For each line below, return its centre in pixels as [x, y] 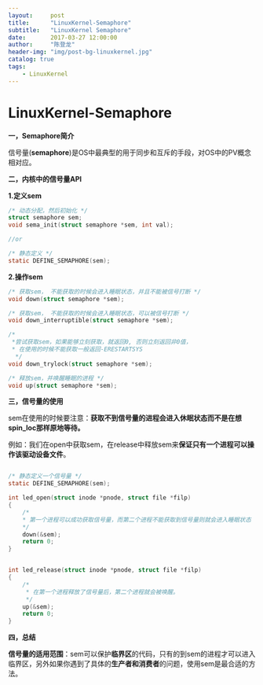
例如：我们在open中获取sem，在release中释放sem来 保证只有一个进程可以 [128, 444]
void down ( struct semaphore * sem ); [66, 299]
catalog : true [31, 60]
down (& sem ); [42, 534]
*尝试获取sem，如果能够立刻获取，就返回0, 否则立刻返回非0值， [102, 342]
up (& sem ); [38, 606]
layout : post [37, 15]
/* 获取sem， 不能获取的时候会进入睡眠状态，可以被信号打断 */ [99, 313]
